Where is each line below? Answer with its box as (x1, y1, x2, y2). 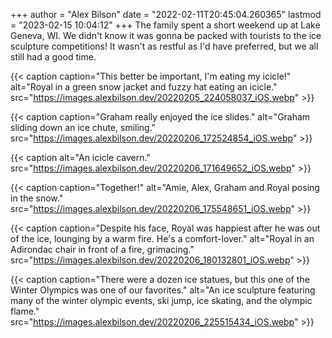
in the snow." (10, 192, 64, 204)
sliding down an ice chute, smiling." (10, 122, 157, 133)
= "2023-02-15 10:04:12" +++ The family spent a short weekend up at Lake (10, 19, 321, 31)
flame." (10, 305, 40, 317)
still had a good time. (10, 51, 97, 63)
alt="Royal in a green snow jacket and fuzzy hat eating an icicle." (10, 81, 278, 93)
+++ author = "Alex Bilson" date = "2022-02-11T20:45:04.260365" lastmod (10, 9, 322, 20)
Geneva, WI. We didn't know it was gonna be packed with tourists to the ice (10, 30, 322, 41)
